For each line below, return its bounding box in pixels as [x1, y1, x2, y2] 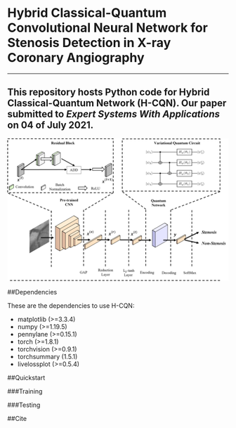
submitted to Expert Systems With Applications [7, 108, 220, 120]
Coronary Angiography [7, 50, 145, 66]
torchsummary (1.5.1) [17, 352, 78, 361]
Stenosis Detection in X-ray [7, 35, 171, 51]
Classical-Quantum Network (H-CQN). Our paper [7, 97, 227, 110]
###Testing [7, 401, 41, 409]
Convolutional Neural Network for [7, 20, 209, 36]
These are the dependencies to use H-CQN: [7, 301, 135, 310]
